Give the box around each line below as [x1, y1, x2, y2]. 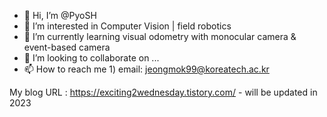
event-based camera [23, 41, 111, 53]
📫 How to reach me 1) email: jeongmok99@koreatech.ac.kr [23, 63, 270, 75]
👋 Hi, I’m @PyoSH [23, 10, 97, 21]
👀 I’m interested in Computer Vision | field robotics [23, 20, 232, 32]
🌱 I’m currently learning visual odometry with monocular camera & [23, 31, 297, 42]
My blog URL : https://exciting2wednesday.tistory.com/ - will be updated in [9, 86, 318, 98]
